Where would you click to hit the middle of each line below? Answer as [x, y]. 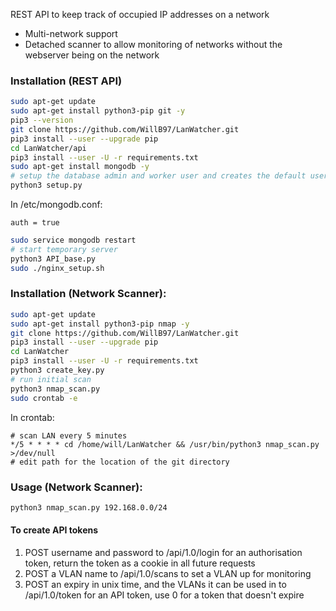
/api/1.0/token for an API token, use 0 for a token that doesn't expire [164, 595]
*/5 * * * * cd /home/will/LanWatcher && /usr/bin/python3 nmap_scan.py [165, 444]
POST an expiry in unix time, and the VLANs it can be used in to [155, 584]
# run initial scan [51, 379]
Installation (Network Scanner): [88, 294]
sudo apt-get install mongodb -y [80, 167]
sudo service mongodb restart [73, 240]
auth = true [35, 223]
